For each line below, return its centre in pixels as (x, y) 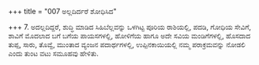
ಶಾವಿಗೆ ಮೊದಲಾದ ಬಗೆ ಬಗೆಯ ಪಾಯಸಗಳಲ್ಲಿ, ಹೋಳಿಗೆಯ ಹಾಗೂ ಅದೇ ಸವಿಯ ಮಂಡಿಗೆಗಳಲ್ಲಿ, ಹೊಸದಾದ (129, 36)
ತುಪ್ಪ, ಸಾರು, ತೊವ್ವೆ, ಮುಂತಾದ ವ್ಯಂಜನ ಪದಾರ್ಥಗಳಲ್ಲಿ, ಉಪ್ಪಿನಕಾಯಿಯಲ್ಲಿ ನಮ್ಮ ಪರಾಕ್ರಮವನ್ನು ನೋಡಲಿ (127, 45)
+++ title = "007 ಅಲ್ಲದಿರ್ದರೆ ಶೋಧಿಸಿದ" (62, 11)
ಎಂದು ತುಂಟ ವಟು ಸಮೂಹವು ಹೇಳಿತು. (53, 53)
